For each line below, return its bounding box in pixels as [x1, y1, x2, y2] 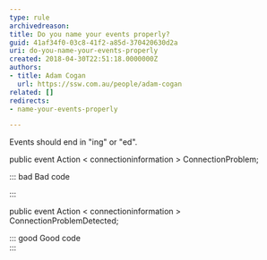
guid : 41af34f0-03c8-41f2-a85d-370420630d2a [9, 38, 178, 47]
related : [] [9, 88, 54, 96]
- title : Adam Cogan [9, 71, 87, 80]
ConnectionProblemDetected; [9, 215, 119, 226]
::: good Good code [9, 233, 81, 244]
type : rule [9, 13, 50, 22]
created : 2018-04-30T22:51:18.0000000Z [9, 55, 159, 63]
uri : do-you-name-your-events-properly [9, 46, 159, 55]
